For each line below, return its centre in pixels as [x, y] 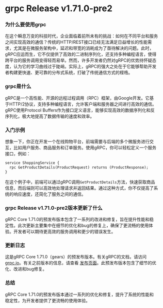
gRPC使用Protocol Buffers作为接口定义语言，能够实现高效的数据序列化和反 [80, 110]
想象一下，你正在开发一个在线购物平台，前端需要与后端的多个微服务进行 [77, 142]
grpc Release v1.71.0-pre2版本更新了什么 [54, 208]
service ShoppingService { [32, 163]
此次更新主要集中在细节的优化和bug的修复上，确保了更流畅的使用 [83, 225]
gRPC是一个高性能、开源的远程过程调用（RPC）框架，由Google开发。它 [77, 98]
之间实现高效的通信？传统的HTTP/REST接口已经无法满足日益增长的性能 [76, 42]
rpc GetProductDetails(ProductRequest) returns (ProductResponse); [79, 167]
